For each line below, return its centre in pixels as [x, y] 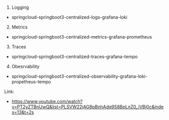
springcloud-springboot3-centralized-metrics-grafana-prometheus [82, 37]
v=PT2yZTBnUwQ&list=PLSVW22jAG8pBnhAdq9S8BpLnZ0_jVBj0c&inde [88, 107]
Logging [20, 7]
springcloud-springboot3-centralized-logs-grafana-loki [69, 17]
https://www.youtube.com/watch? [47, 101]
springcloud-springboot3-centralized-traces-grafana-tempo [75, 56]
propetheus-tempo [31, 82]
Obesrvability [26, 66]
